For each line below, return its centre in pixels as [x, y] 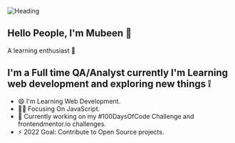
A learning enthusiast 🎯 [42, 51]
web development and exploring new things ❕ [109, 84]
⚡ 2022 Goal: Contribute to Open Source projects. [91, 132]
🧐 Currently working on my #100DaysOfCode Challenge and [106, 116]
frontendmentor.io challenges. [62, 124]
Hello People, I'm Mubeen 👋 [69, 33]
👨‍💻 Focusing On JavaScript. [59, 108]
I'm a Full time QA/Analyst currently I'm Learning [118, 73]
